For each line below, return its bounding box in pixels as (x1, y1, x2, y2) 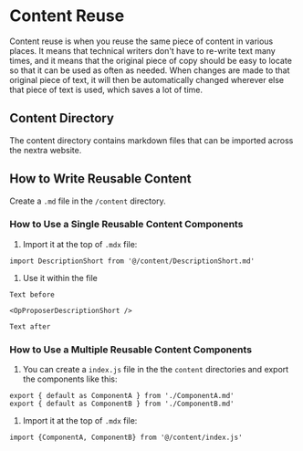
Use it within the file (22, 272, 99, 283)
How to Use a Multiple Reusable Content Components (9, 343, 253, 356)
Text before (9, 289, 55, 299)
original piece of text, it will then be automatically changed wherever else (9, 74, 285, 85)
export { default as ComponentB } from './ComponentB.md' (9, 399, 235, 409)
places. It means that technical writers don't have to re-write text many (9, 45, 276, 56)
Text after (9, 321, 51, 331)
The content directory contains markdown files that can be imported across (9, 134, 294, 146)
